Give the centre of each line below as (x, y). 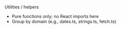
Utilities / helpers (22, 7)
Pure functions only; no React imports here (55, 16)
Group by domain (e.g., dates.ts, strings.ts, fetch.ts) (64, 22)
